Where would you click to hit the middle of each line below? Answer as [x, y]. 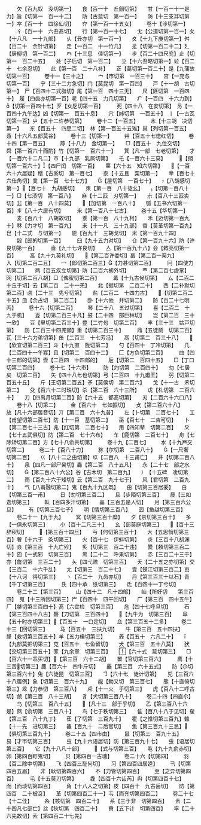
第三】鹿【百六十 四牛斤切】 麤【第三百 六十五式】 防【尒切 [109, 666]
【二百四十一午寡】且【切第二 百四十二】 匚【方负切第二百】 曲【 [98, 352]
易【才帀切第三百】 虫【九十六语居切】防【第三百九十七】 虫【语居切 [100, 741]
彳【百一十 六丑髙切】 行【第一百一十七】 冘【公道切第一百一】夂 [106, 31]
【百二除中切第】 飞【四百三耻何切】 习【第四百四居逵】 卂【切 [96, 763]
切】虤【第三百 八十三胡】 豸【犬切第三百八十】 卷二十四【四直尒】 [100, 696]
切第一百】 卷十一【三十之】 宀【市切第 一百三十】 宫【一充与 [98, 76]
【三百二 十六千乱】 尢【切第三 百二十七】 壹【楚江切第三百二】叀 [98, 569]
